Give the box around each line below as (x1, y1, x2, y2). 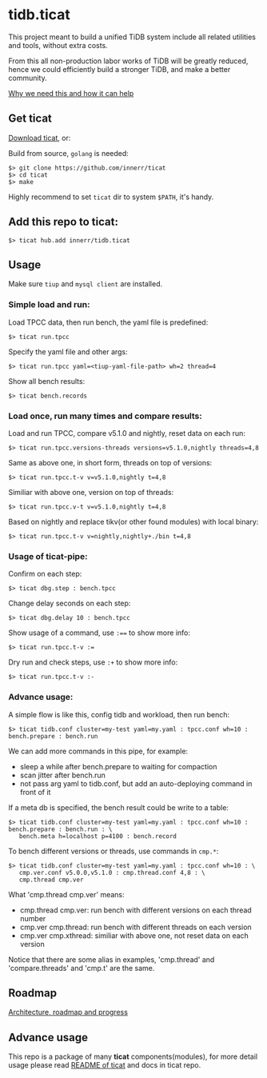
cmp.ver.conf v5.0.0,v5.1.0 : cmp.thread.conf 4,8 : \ (18, 868, 205, 876)
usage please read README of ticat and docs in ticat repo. (8, 1060, 201, 1070)
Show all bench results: (8, 376, 86, 385)
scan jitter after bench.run (19, 770, 106, 780)
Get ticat (8, 112, 52, 126)
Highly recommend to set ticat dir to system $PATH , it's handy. (8, 192, 214, 202)
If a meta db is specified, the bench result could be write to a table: (8, 802, 229, 812)
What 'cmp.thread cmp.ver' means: (8, 889, 126, 899)
